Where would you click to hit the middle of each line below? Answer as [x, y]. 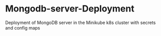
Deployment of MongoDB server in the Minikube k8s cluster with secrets [80, 22]
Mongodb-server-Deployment [70, 9]
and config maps [23, 27]
